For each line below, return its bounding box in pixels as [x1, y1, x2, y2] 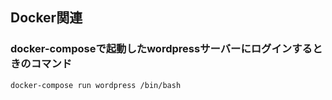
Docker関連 [10, 9, 83, 27]
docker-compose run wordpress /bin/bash [10, 80, 182, 90]
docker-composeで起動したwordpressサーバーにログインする [10, 42, 313, 56]
